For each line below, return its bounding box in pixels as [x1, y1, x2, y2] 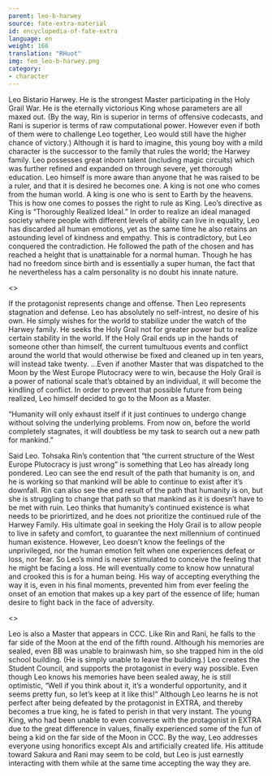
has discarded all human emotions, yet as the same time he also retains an [8, 224, 257, 234]
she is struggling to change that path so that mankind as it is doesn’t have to [8, 494, 264, 503]
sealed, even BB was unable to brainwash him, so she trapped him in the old [8, 646, 264, 656]
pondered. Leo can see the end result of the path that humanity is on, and [8, 468, 256, 477]
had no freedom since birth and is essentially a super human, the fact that [8, 258, 256, 268]
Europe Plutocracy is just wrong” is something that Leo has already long [8, 459, 249, 469]
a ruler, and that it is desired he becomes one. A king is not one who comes [8, 180, 261, 191]
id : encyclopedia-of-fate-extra [8, 27, 118, 35]
